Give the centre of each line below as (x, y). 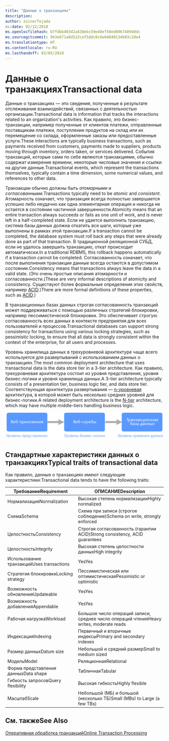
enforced (87, 522)
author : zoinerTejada (28, 21)
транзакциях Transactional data (74, 89)
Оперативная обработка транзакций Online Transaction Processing (76, 733)
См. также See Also (36, 721)
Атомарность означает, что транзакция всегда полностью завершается (82, 198)
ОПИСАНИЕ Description (120, 491)
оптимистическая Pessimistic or (111, 576)
